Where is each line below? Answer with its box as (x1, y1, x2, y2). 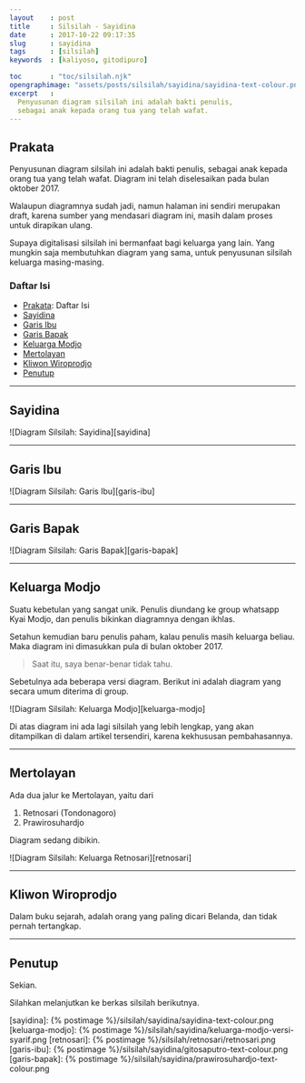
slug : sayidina (9, 38, 92, 48)
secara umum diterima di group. (9, 686, 129, 697)
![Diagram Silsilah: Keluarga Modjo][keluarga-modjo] (9, 703, 206, 714)
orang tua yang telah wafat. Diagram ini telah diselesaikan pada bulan (9, 174, 270, 185)
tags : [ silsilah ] (9, 47, 100, 56)
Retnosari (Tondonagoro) (22, 807, 117, 818)
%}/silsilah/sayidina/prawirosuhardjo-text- (119, 1054, 279, 1065)
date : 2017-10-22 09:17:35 (9, 30, 136, 39)
